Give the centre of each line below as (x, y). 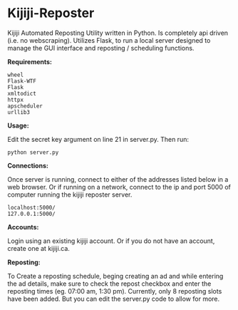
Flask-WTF (22, 81)
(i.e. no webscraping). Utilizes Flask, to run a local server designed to (109, 40)
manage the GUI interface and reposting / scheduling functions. (101, 48)
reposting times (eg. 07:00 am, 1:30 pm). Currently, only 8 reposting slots (115, 291)
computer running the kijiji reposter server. (70, 195)
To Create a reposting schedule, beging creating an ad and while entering (115, 276)
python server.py (33, 152)
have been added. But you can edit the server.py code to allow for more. (114, 299)
